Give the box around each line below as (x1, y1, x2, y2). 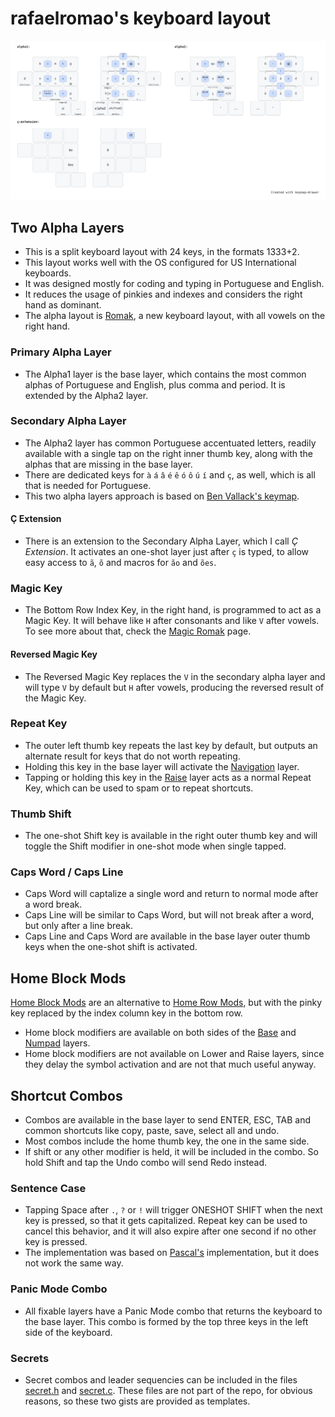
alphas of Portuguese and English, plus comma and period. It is (24, 378, 286, 391)
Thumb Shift (10, 807, 72, 821)
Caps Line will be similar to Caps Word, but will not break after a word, (24, 909, 315, 921)
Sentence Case (10, 1181, 87, 1195)
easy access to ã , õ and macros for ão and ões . (24, 557, 217, 568)
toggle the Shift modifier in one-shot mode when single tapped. (24, 840, 287, 852)
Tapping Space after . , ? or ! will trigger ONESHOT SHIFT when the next (24, 1204, 323, 1216)
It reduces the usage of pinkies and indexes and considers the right (24, 288, 303, 301)
